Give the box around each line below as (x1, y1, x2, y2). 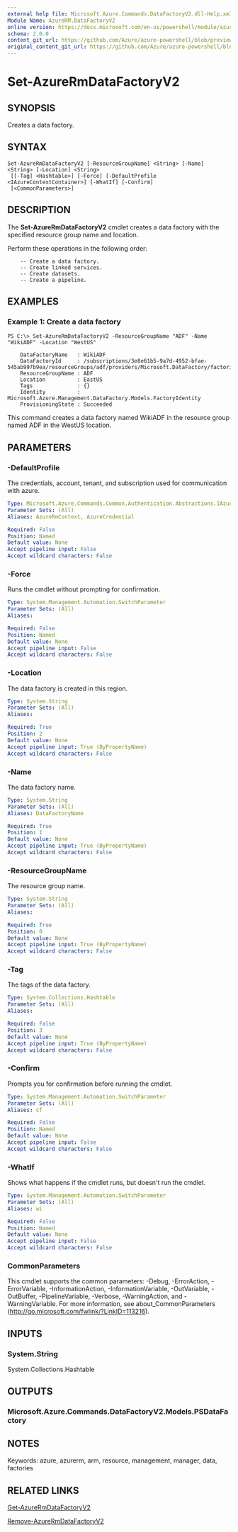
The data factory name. (7, 783, 76, 791)
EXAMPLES (7, 295, 59, 308)
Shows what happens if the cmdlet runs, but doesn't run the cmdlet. (7, 1179, 206, 1187)
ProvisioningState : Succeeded (20, 401, 113, 408)
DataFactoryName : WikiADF (20, 351, 106, 358)
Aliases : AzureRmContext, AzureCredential (7, 513, 135, 521)
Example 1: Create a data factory (7, 317, 122, 327)
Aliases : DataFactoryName (7, 810, 84, 817)
